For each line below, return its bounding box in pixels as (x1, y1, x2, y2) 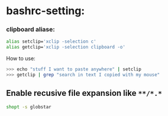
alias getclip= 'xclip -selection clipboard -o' (6, 44, 126, 50)
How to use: (6, 55, 35, 62)
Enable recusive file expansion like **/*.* (6, 88, 163, 98)
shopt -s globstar (6, 104, 51, 110)
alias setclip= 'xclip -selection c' (6, 38, 96, 45)
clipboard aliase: (6, 25, 55, 34)
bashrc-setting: (6, 4, 85, 18)
